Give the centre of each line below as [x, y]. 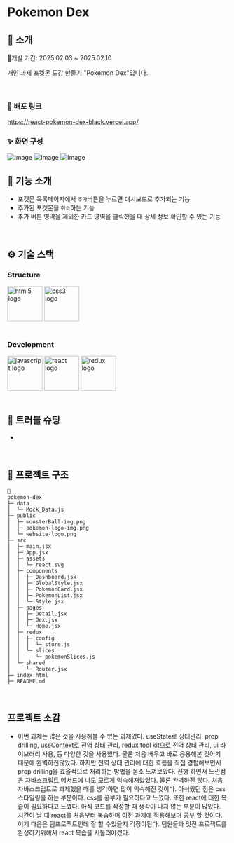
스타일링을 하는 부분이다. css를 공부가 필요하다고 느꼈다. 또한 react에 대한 [118, 797]
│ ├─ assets [26, 559]
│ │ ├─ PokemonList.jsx [45, 596]
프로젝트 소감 [34, 718]
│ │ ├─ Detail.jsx [37, 614]
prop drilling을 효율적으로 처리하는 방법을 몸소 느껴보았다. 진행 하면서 [112, 771]
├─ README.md [26, 681]
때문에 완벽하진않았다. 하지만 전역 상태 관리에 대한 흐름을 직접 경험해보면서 [119, 762]
